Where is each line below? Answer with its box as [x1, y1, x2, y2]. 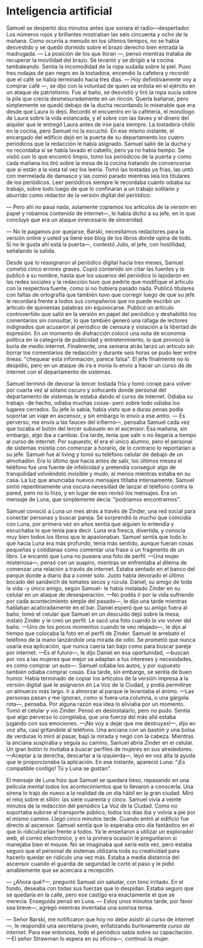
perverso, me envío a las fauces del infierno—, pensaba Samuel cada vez [6, 418, 190, 426]
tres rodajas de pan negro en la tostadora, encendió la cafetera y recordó [6, 69, 190, 76]
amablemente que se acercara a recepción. [6, 866, 115, 874]
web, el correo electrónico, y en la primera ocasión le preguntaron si [6, 834, 177, 841]
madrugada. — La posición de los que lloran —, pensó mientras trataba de [6, 50, 192, 57]
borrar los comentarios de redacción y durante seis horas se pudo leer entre [6, 349, 197, 356]
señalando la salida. [6, 247, 56, 254]
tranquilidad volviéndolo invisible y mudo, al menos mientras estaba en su [6, 470, 191, 477]
